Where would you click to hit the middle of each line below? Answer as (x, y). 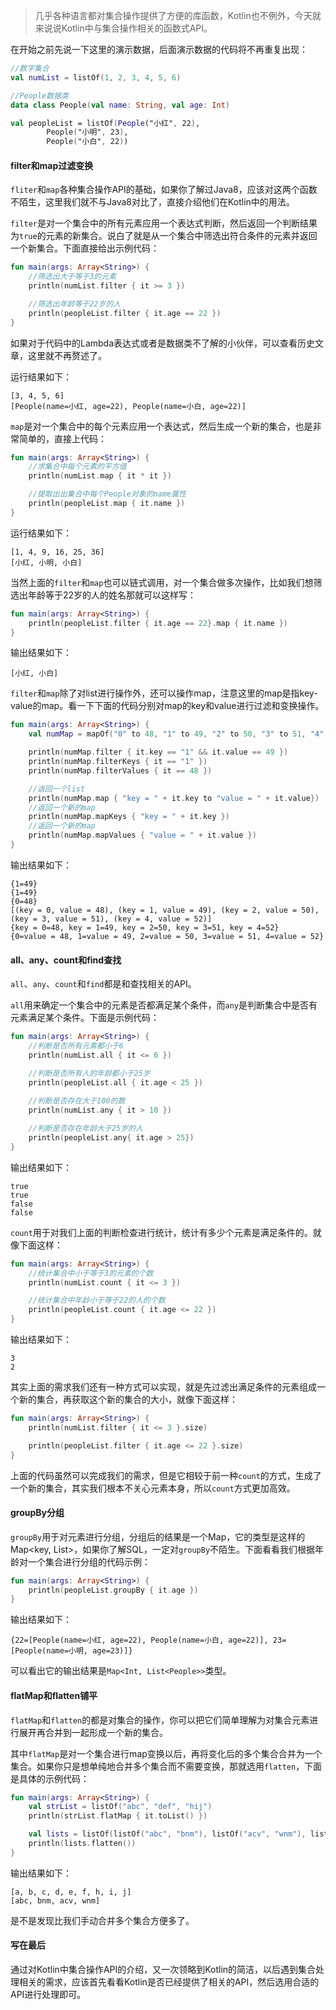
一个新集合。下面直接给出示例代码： (85, 248)
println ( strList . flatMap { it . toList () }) (118, 1816)
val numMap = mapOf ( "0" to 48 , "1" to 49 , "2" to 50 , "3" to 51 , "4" (176, 734)
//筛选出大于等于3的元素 (72, 277)
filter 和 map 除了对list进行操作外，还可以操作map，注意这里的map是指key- (164, 693)
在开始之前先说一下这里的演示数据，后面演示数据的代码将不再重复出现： (159, 49)
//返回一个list (57, 789)
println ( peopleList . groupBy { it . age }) (113, 1590)
